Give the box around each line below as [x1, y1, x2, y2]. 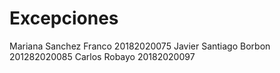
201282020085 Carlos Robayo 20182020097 [9, 50, 196, 62]
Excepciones [9, 7, 119, 30]
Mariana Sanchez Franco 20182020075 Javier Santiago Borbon [9, 40, 271, 52]
